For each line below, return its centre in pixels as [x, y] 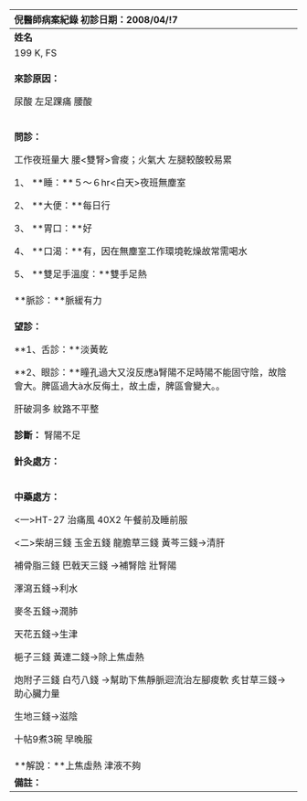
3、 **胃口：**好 [53, 228]
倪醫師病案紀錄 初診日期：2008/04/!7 [96, 20]
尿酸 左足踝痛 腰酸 [53, 101]
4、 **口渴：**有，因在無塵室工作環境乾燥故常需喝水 [131, 251]
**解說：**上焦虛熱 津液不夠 [78, 765]
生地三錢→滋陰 [46, 716]
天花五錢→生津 [46, 634]
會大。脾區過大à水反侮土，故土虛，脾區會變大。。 [120, 386]
